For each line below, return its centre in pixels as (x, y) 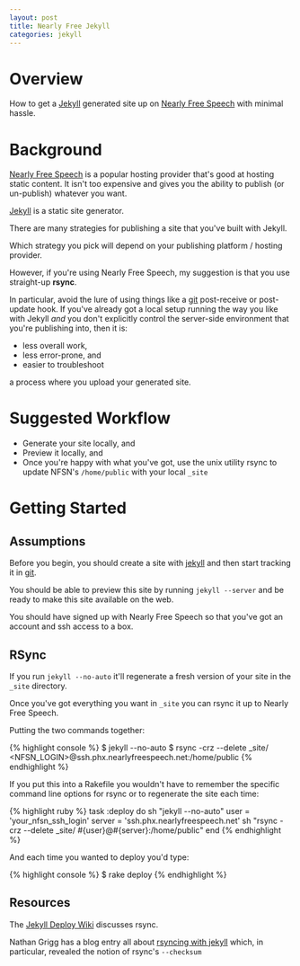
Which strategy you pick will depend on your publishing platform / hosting (146, 246)
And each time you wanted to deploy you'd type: (99, 857)
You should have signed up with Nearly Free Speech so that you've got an (146, 617)
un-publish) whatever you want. (68, 193)
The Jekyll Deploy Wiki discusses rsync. (84, 924)
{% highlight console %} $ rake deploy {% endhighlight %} (118, 874)
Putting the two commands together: (77, 730)
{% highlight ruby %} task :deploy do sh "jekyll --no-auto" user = (130, 811)
